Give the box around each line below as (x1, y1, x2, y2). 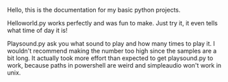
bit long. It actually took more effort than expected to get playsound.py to (7, 54, 214, 62)
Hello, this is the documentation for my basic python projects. (7, 6, 181, 14)
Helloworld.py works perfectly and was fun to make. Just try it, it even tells (7, 19, 218, 27)
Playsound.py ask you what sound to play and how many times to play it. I (7, 40, 216, 47)
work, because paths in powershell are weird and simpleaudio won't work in (7, 61, 222, 69)
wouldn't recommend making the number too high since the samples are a (7, 47, 217, 55)
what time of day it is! (7, 27, 68, 34)
